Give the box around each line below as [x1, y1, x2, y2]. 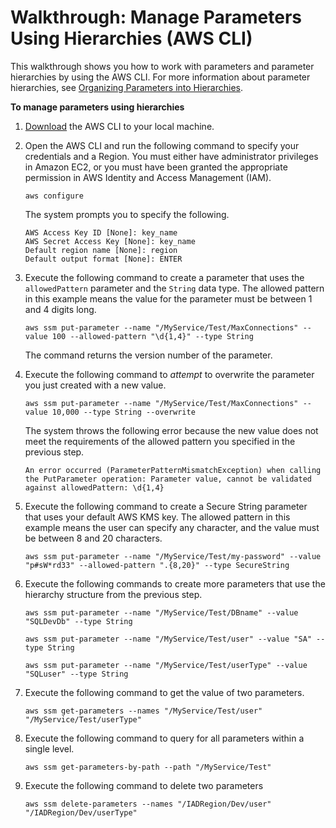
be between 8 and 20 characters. [24, 532, 163, 544]
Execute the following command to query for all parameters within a [24, 732, 305, 744]
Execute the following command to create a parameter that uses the [24, 271, 305, 283]
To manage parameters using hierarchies [10, 101, 185, 113]
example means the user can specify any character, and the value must [24, 521, 320, 533]
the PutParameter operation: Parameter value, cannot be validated [24, 474, 312, 484]
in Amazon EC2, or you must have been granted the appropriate [24, 161, 288, 173]
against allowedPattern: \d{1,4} [24, 482, 165, 493]
